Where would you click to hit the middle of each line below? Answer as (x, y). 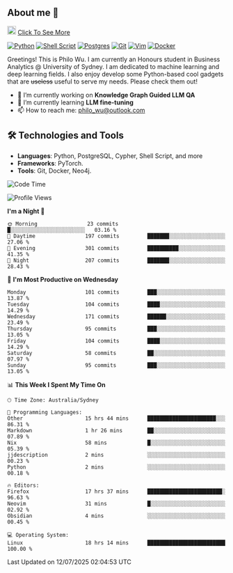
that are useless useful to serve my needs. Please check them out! (103, 81)
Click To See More (44, 32)
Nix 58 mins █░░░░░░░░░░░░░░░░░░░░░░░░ (116, 443)
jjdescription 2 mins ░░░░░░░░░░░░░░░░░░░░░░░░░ (116, 455)
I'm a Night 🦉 (26, 211)
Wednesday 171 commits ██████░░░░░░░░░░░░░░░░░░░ (116, 316)
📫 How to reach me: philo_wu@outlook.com (81, 110)
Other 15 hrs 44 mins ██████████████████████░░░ (116, 418)
